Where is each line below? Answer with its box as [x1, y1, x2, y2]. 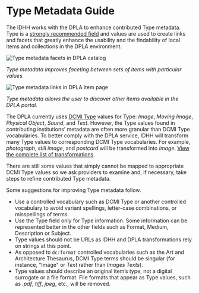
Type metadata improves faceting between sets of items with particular [6, 65, 182, 73]
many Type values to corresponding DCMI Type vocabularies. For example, [6, 138, 191, 145]
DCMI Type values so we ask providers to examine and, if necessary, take [6, 168, 187, 176]
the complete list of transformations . [6, 150, 95, 158]
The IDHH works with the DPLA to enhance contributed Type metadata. [6, 24, 181, 31]
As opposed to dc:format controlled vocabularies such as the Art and [14, 248, 184, 256]
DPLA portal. [6, 101, 37, 108]
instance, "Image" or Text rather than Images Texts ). [14, 261, 144, 268]
